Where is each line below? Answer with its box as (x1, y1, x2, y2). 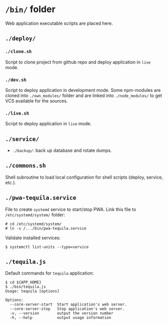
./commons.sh (5, 162, 46, 170)
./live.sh (5, 110, 29, 116)
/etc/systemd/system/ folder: (5, 211, 65, 218)
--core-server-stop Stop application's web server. (10, 306, 125, 311)
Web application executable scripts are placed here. (5, 20, 113, 26)
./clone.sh (5, 49, 32, 55)
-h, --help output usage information (10, 315, 112, 320)
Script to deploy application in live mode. (5, 121, 92, 127)
